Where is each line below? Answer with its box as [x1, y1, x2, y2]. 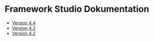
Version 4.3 [11, 25, 36, 31]
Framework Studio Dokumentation [4, 3, 150, 15]
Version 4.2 [11, 30, 36, 36]
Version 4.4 [11, 20, 36, 26]
